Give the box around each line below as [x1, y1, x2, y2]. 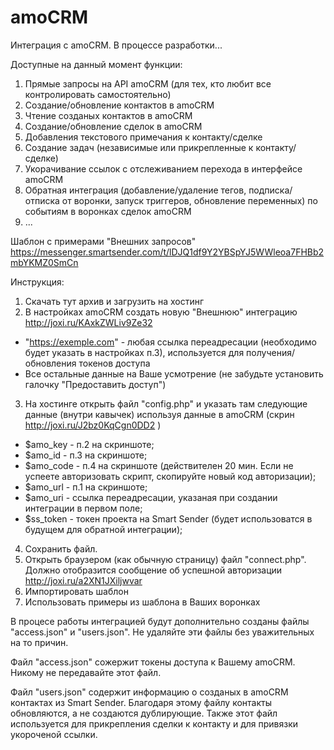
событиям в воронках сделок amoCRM [24, 205, 192, 217]
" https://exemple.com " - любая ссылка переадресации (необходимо [24, 336, 317, 348]
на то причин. [10, 636, 69, 648]
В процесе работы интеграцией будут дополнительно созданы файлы [10, 615, 310, 627]
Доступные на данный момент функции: [10, 58, 183, 70]
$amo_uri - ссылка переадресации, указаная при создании [24, 491, 278, 503]
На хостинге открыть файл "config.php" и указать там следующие [24, 397, 308, 410]
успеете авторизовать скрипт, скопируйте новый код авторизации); [24, 470, 317, 482]
